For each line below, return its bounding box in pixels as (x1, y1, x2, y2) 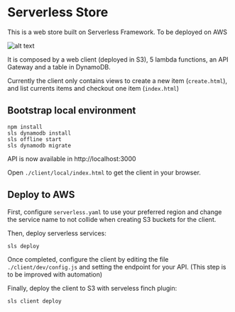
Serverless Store (7, 4, 109, 21)
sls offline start (7, 135, 62, 143)
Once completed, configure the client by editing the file (7, 255, 169, 263)
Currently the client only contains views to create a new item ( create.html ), (7, 76, 228, 85)
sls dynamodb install (7, 129, 72, 137)
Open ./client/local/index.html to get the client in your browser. (7, 168, 201, 177)
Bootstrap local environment (7, 104, 136, 117)
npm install (7, 123, 43, 130)
